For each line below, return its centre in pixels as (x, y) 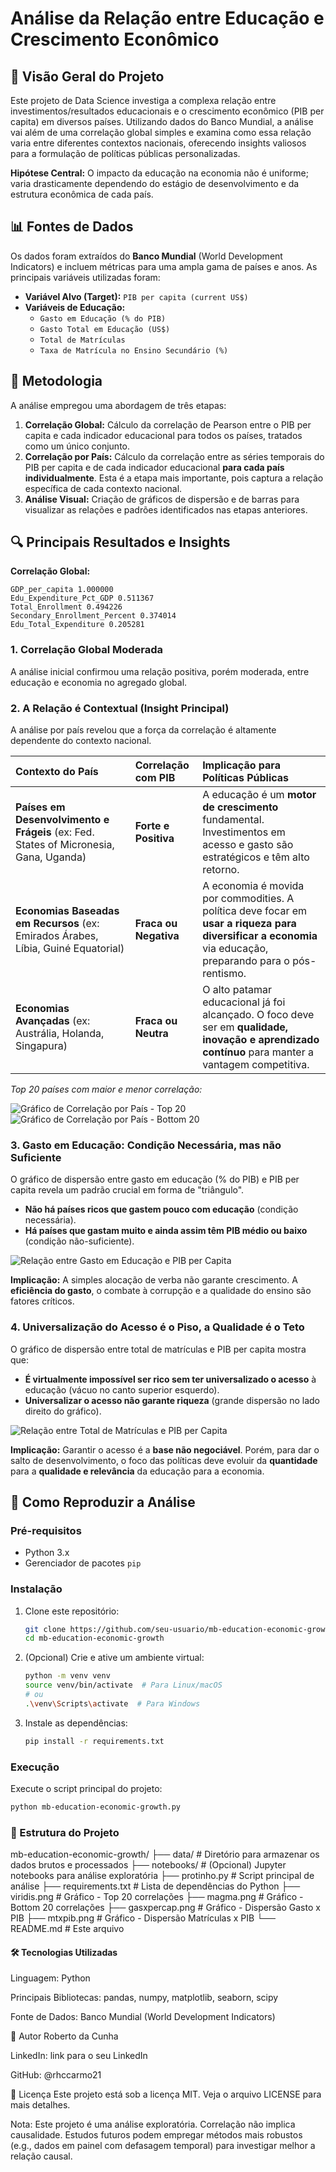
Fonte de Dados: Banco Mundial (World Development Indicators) (143, 2017)
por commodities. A (248, 899)
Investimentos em (244, 832)
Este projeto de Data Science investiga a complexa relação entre (143, 100)
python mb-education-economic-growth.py (96, 1807)
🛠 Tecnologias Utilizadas (64, 1952)
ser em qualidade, (245, 1027)
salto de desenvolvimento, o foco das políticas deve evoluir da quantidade (164, 1460)
